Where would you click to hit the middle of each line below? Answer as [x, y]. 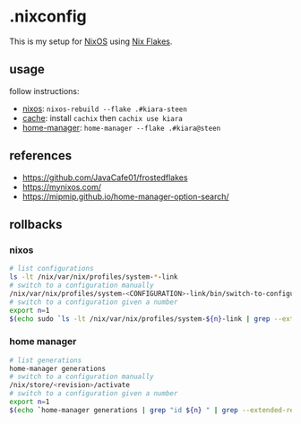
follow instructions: [44, 91]
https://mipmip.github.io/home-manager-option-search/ [126, 196]
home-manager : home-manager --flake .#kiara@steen [121, 127]
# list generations [46, 360]
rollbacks [36, 225]
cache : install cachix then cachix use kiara [103, 117]
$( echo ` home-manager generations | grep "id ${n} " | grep [124, 410]
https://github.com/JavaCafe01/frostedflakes [105, 177]
